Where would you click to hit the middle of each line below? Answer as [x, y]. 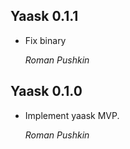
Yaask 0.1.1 [44, 16]
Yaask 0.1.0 [46, 91]
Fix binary [45, 40]
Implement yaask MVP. [72, 115]
